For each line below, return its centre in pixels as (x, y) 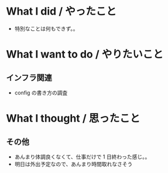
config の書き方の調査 (41, 93)
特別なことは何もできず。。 (46, 29)
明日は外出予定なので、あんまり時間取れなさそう (73, 164)
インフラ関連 (29, 78)
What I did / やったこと (61, 11)
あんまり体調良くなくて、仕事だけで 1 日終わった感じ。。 (82, 157)
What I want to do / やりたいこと (85, 54)
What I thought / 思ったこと (73, 119)
